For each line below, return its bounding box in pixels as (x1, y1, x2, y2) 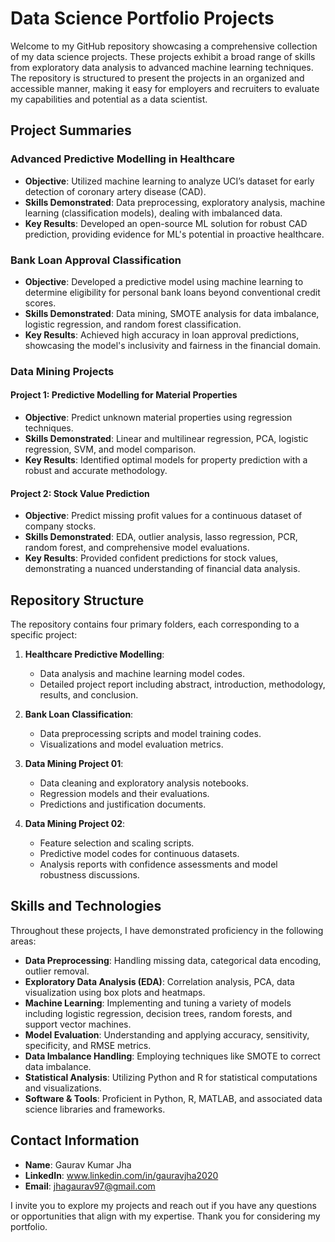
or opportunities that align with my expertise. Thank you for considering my (10, 1210, 321, 1222)
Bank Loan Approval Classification (10, 253, 182, 267)
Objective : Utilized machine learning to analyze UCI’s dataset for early (24, 175, 315, 187)
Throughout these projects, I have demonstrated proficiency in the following (10, 924, 324, 936)
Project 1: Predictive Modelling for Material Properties (10, 389, 238, 401)
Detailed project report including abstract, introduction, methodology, (39, 678, 326, 691)
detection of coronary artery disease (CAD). (24, 185, 207, 197)
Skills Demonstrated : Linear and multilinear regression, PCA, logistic (24, 433, 309, 445)
